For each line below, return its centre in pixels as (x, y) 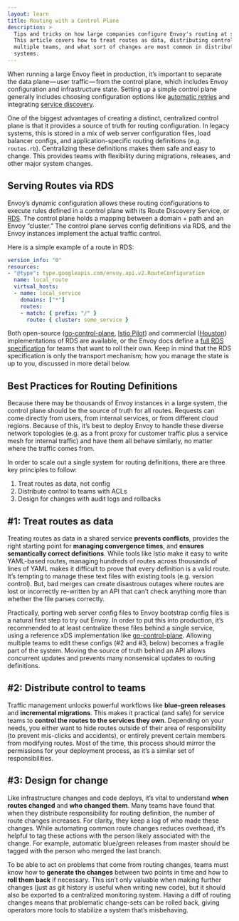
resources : (23, 267)
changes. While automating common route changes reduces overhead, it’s (116, 828)
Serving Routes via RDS (61, 186)
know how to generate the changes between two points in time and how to (118, 872)
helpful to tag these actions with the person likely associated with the (109, 836)
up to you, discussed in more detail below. (69, 363)
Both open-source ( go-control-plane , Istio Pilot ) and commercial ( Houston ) (117, 333)
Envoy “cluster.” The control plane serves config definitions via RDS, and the (119, 226)
